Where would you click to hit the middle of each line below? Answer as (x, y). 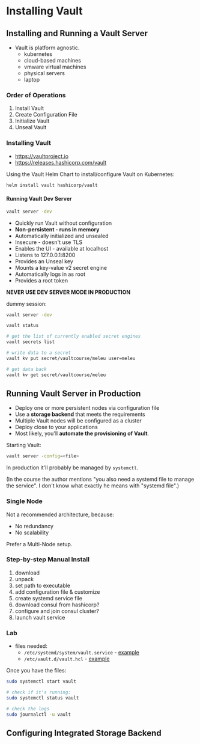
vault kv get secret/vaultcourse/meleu (56, 375)
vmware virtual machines (55, 67)
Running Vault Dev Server (39, 199)
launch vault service (40, 617)
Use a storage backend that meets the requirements (80, 414)
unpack (24, 579)
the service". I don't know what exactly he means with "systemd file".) (93, 486)
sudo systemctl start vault (41, 681)
